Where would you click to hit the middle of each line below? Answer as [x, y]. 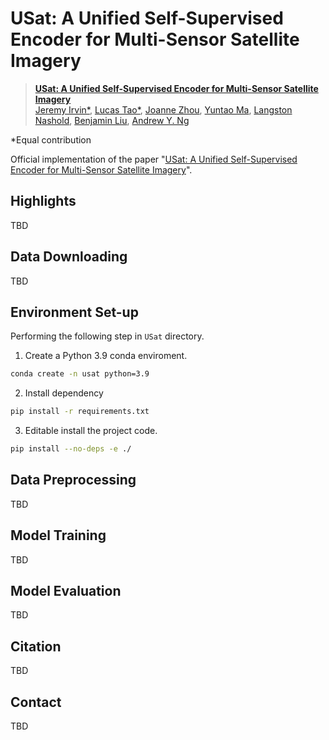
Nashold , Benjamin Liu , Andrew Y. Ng [112, 120]
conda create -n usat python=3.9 [80, 374]
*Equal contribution [51, 139]
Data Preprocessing [73, 480]
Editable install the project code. [91, 431]
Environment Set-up [74, 312]
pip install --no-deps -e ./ [71, 449]
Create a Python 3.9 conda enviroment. [106, 356]
